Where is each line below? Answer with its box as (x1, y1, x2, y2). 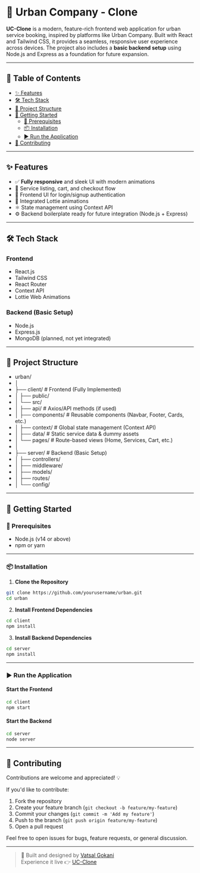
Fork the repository (14, 798, 62, 805)
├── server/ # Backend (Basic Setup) (14, 449, 107, 456)
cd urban (6, 596, 28, 601)
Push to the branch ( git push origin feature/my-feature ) (14, 817, 158, 824)
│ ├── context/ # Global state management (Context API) (14, 424, 157, 431)
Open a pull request (14, 823, 64, 830)
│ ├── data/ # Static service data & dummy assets (14, 430, 139, 437)
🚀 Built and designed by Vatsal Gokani (20, 852, 114, 859)
